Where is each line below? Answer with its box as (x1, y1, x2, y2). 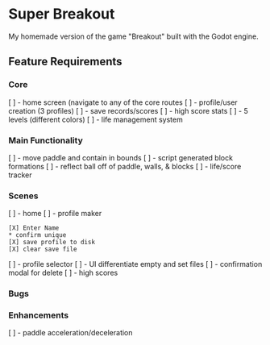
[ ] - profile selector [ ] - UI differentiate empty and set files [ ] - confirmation (8, 260, 263, 269)
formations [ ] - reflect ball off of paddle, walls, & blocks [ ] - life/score (8, 161, 242, 171)
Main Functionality (8, 135, 83, 146)
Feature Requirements (8, 55, 123, 69)
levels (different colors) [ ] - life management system (8, 114, 183, 124)
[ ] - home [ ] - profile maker (8, 209, 102, 218)
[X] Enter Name (8, 224, 60, 232)
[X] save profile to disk (8, 239, 95, 247)
